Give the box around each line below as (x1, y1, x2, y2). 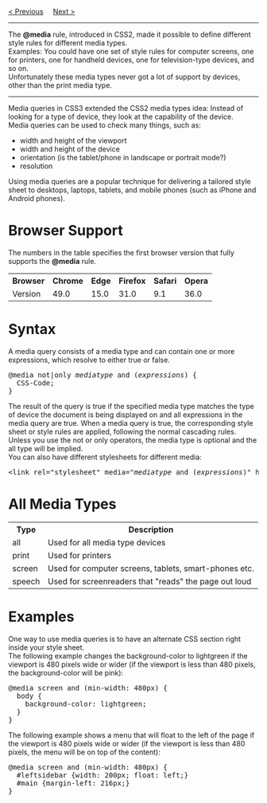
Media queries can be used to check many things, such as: (8, 120, 201, 130)
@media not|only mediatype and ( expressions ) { (8, 370, 197, 380)
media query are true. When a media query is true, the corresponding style (8, 418, 253, 427)
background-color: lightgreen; (25, 699, 147, 708)
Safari (153, 275, 177, 286)
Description (128, 524, 174, 535)
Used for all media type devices (47, 537, 166, 548)
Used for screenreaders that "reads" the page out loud (47, 576, 252, 587)
